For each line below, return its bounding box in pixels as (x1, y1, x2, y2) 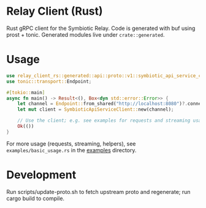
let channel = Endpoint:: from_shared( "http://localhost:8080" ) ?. (17, 101, 188, 107)
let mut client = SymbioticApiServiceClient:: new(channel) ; (17, 106, 174, 113)
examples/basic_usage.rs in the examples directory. (6, 146, 137, 154)
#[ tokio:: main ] (6, 89, 45, 95)
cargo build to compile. (6, 195, 65, 202)
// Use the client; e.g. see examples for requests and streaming (17, 117, 191, 124)
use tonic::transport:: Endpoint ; (6, 78, 92, 84)
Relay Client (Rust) (6, 4, 103, 18)
